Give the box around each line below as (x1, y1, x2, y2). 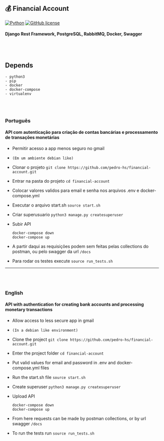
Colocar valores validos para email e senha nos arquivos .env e (12, 188, 140, 193)
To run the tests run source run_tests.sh (12, 430, 95, 436)
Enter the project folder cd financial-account (12, 350, 104, 356)
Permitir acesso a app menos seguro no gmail (12, 145, 105, 151)
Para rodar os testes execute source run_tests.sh (12, 258, 113, 264)
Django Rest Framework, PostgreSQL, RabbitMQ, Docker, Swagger (5, 31, 143, 37)
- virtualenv (5, 91, 32, 96)
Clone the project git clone (12, 336, 68, 342)
